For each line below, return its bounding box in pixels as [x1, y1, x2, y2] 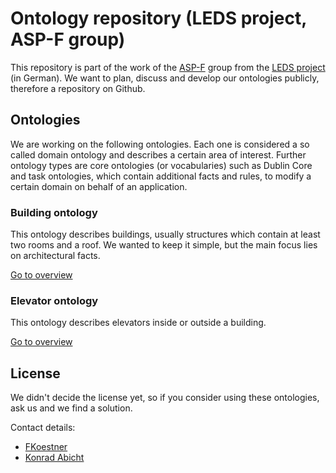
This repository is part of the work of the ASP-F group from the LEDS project [10, 61, 326, 73]
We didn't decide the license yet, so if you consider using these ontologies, [10, 392, 320, 404]
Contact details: [10, 422, 76, 434]
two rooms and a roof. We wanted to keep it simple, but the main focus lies [10, 239, 318, 251]
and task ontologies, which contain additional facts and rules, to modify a [10, 170, 312, 182]
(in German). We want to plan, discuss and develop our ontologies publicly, [10, 72, 320, 84]
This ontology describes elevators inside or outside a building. [10, 317, 267, 329]
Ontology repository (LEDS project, [10, 7, 307, 30]
